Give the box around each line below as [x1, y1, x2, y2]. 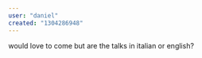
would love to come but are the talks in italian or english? [8, 41, 195, 50]
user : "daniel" [8, 11, 59, 20]
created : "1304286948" [8, 19, 84, 27]
